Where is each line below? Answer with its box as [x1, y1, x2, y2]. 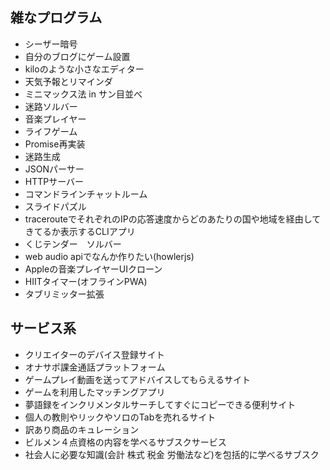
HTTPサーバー [24, 175, 85, 187]
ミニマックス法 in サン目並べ [24, 88, 143, 100]
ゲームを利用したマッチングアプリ [24, 386, 166, 398]
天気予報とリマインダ [24, 75, 113, 87]
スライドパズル [24, 200, 87, 212]
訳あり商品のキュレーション [24, 423, 140, 435]
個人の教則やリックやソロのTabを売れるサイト [24, 411, 217, 423]
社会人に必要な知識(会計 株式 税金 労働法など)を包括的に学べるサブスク [24, 448, 320, 460]
